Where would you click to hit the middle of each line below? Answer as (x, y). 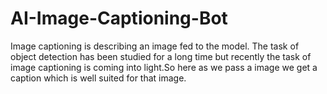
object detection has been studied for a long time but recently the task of (161, 56)
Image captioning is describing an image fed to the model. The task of (155, 46)
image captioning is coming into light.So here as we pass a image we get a (164, 67)
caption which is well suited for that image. (98, 78)
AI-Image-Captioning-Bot (119, 18)
